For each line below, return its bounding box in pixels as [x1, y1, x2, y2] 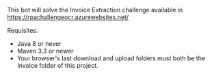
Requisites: [7, 27, 39, 34]
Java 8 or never [16, 40, 62, 47]
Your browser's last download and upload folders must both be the [16, 54, 206, 62]
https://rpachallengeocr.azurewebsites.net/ [7, 13, 129, 21]
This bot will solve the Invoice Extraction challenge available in [7, 6, 183, 14]
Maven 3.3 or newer [16, 47, 74, 55]
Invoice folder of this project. [16, 62, 98, 69]
